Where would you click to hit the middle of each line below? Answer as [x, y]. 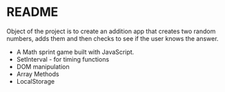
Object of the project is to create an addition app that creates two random [111, 31]
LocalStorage [36, 81]
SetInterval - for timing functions [63, 59]
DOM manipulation [43, 66]
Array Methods [38, 74]
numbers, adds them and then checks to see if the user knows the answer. [112, 38]
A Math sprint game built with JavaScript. [75, 52]
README [32, 12]
